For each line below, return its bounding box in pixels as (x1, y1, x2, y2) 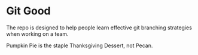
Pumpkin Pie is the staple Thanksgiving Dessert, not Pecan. (6, 42, 153, 49)
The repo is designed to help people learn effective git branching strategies (6, 24, 193, 31)
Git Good (6, 4, 51, 18)
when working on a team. (6, 30, 69, 37)
